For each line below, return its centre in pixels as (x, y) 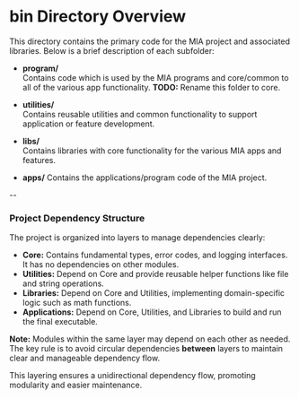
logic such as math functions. (77, 303)
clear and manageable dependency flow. (84, 358)
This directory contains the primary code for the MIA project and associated (149, 41)
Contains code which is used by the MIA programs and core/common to (155, 77)
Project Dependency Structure (77, 218)
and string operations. (63, 283)
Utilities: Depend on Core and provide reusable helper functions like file (155, 274)
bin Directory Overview (98, 17)
